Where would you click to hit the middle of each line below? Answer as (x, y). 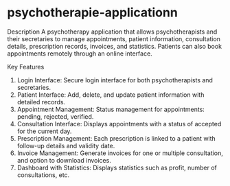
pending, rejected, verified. (55, 116)
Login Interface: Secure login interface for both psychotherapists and (115, 80)
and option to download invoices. (64, 160)
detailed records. (41, 102)
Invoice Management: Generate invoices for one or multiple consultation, (120, 153)
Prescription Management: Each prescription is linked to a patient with (116, 138)
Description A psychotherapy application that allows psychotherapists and (112, 32)
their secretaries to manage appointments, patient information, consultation (114, 38)
